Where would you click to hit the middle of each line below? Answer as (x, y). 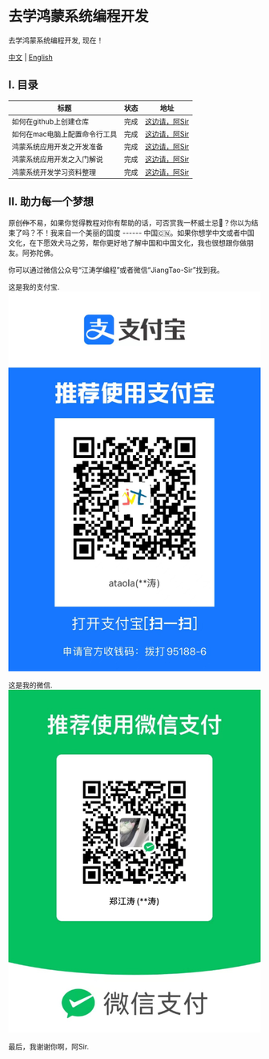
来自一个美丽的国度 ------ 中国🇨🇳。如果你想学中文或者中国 (156, 233)
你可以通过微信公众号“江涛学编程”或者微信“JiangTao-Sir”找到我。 (116, 270)
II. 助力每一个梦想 (51, 202)
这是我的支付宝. (34, 286)
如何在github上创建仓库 (50, 121)
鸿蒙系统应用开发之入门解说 (57, 159)
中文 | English (31, 57)
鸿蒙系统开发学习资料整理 (54, 172)
